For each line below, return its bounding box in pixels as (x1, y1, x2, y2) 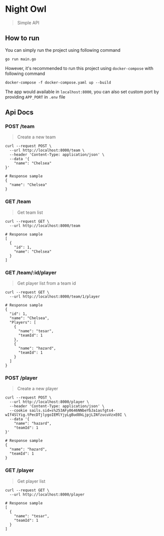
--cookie (9, 408, 28, 413)
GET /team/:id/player (5, 269, 57, 276)
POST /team (5, 123, 35, 130)
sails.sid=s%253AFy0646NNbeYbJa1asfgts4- (29, 408, 116, 413)
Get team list (17, 209, 43, 215)
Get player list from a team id (17, 280, 76, 286)
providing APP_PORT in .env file (5, 94, 66, 100)
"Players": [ (9, 320, 36, 325)
